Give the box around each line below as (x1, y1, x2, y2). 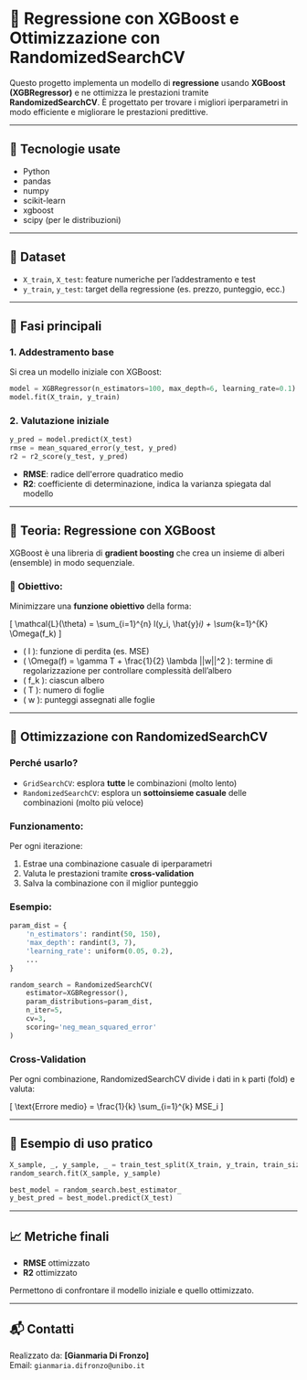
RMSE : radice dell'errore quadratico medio (22, 468, 185, 479)
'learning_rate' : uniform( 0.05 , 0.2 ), (26, 946, 174, 956)
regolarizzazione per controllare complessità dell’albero (22, 665, 232, 676)
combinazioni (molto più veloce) (22, 797, 144, 808)
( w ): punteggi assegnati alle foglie (22, 695, 155, 706)
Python (22, 165, 50, 176)
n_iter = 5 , (26, 1005, 64, 1015)
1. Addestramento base (9, 345, 114, 358)
